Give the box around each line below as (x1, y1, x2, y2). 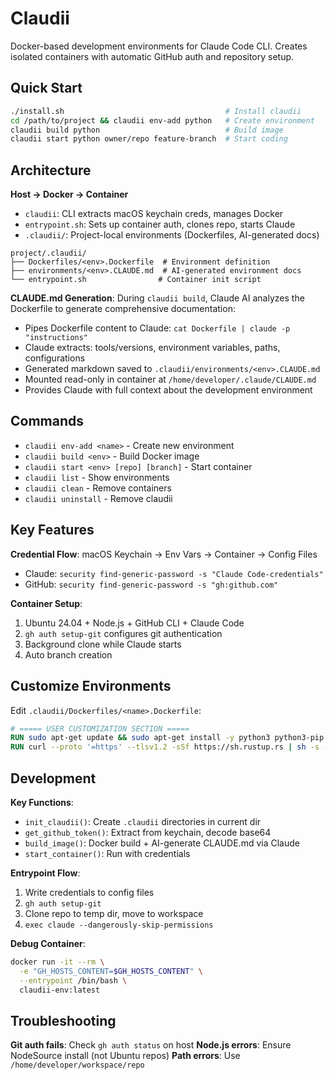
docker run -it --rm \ (10, 957, 105, 967)
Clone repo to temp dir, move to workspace (24, 907, 204, 919)
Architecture (10, 162, 92, 179)
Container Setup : (10, 597, 83, 609)
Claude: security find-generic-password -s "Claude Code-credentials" (24, 567, 324, 579)
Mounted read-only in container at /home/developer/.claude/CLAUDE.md (24, 373, 317, 386)
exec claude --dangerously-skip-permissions (24, 920, 214, 930)
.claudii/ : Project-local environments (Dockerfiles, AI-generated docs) (24, 229, 320, 241)
